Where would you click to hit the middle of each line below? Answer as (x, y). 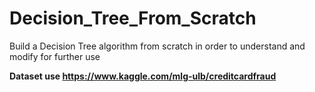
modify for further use (55, 56)
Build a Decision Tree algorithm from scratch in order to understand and (157, 46)
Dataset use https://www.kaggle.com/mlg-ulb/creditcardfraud (143, 76)
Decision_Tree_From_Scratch (133, 18)
